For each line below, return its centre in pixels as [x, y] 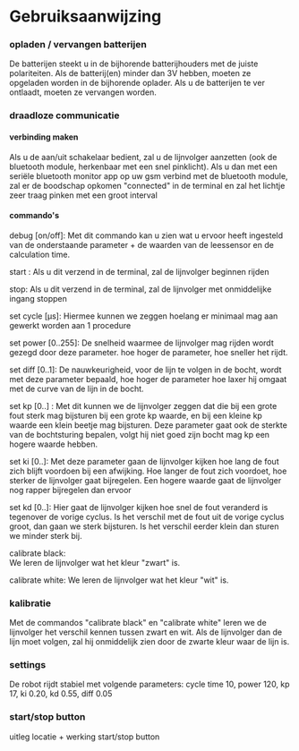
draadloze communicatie [64, 115]
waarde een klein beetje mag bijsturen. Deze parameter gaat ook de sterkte [149, 425]
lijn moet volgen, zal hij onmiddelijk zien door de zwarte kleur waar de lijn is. [149, 642]
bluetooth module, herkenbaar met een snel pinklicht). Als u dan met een [143, 166]
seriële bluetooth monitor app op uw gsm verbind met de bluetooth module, [149, 175]
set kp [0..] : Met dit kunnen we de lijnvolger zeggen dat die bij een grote [143, 405]
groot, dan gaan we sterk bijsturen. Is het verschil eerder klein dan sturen [144, 526]
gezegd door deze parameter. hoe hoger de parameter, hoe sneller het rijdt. [149, 352]
